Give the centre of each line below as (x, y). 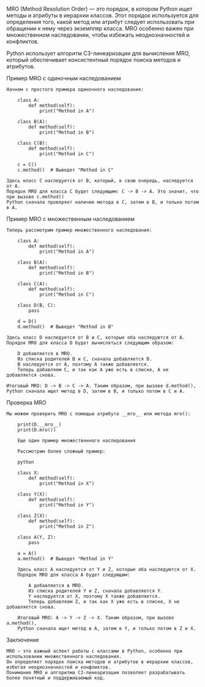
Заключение (23, 640)
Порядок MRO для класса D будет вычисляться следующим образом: (90, 343)
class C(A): (33, 284)
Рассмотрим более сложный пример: (61, 451)
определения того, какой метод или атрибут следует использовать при (100, 22)
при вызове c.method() (35, 197)
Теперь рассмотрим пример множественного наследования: (79, 230)
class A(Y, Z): (37, 537)
